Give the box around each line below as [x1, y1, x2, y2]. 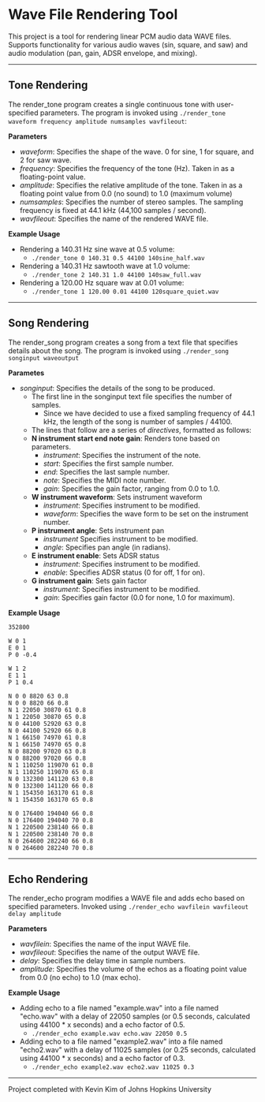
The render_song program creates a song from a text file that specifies [8, 337, 238, 347]
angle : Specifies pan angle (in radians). [43, 542, 171, 552]
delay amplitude [8, 910, 62, 918]
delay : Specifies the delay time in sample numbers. [19, 956, 186, 966]
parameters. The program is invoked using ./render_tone [39, 108, 226, 117]
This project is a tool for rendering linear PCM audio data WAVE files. [8, 32, 232, 41]
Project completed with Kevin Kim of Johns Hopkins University [8, 1085, 211, 1094]
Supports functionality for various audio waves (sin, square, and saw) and [8, 39, 248, 49]
